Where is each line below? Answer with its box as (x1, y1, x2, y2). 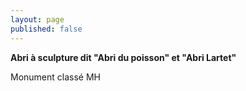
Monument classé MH (10, 71, 101, 83)
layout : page (10, 14, 65, 25)
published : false (10, 24, 83, 34)
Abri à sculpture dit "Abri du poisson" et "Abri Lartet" (10, 51, 237, 63)
